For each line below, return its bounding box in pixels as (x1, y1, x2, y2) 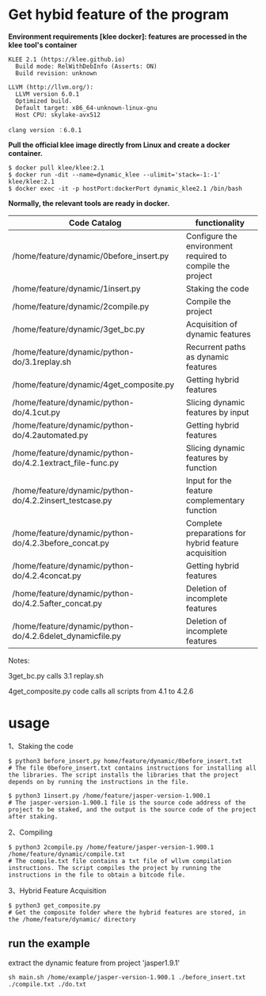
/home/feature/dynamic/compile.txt (8, 850, 126, 858)
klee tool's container (8, 40, 78, 49)
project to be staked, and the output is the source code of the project (8, 805, 257, 813)
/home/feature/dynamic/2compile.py (12, 301, 150, 312)
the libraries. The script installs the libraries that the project (8, 770, 239, 779)
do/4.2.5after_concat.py (12, 598, 103, 609)
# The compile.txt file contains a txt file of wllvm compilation (8, 857, 232, 865)
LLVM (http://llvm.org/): (8, 83, 93, 91)
